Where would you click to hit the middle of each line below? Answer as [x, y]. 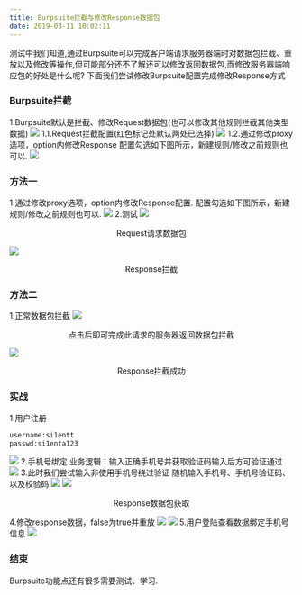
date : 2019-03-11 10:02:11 [60, 26]
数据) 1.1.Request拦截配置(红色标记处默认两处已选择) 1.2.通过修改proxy [151, 133]
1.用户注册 [28, 418]
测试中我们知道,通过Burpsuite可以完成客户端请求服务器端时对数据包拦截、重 [151, 53]
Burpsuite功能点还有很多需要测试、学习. [84, 581]
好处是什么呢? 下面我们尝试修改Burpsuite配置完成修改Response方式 [159, 75]
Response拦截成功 [151, 371]
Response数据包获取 [151, 503]
